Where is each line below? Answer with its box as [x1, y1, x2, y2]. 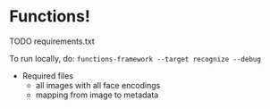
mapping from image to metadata [35, 89, 159, 100]
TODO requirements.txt [9, 36, 96, 46]
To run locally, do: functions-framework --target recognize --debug [9, 53, 262, 63]
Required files [21, 70, 74, 81]
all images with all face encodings [35, 80, 161, 90]
